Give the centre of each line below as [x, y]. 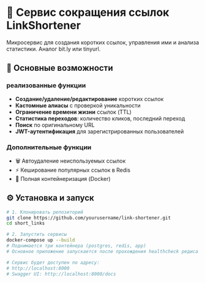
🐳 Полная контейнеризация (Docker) [63, 178]
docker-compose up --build [41, 240]
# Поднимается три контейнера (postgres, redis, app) [76, 246]
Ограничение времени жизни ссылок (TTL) [73, 112]
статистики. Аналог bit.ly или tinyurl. [54, 49]
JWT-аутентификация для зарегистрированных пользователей [99, 131]
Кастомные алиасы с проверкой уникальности [78, 105]
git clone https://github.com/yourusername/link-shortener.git [89, 218]
